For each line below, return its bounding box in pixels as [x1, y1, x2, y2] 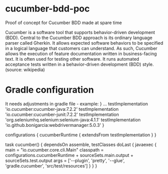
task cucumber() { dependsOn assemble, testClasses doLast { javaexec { [5, 141, 157, 147]
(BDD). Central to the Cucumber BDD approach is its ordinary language [5, 35, 152, 41]
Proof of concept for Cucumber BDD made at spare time [5, 20, 122, 26]
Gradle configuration [5, 84, 94, 96]
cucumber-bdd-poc [5, 3, 90, 15]
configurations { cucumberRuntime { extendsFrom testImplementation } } [5, 131, 157, 138]
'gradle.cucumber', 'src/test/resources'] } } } [5, 162, 97, 168]
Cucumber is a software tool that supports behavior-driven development [5, 29, 155, 35]
